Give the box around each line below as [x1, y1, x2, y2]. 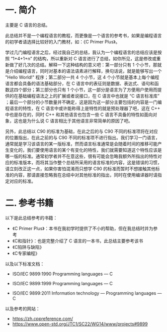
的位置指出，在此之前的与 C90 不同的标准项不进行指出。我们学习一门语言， [5, 134, 160, 140]
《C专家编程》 [12, 250, 40, 256]
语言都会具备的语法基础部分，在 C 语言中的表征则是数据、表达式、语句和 [5, 80, 155, 86]
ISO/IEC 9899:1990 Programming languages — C [12, 271, 113, 277]
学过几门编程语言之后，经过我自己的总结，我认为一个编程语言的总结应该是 [5, 49, 158, 55]
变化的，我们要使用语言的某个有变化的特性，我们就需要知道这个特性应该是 [9, 147, 162, 153]
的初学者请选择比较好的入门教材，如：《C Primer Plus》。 [5, 38, 120, 45]
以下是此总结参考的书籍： [5, 215, 58, 221]
